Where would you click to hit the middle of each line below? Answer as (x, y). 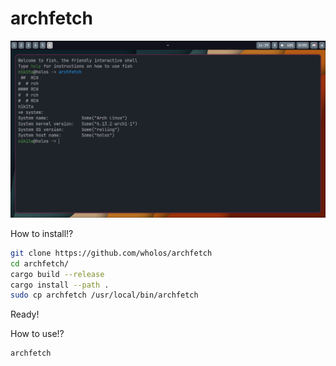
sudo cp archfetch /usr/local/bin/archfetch (104, 295)
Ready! (25, 314)
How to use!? (37, 334)
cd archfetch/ (40, 263)
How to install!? (42, 233)
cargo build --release (57, 274)
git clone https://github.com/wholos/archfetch (111, 253)
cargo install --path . (60, 285)
